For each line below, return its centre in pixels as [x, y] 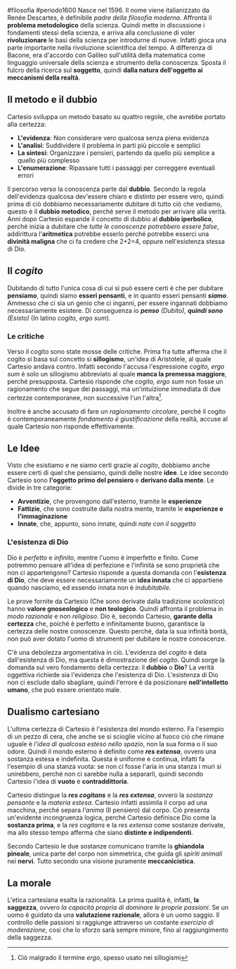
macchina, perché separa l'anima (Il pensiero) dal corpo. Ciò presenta [109, 810]
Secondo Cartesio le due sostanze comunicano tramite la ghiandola [106, 846]
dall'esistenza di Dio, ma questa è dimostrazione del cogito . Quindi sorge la [116, 660]
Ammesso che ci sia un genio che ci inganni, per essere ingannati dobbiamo [118, 303]
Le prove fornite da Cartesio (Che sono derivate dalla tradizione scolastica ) [116, 601]
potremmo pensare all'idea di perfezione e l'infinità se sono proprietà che [113, 565]
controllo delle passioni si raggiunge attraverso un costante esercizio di [111, 922]
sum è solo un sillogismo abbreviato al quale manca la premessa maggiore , [117, 374]
